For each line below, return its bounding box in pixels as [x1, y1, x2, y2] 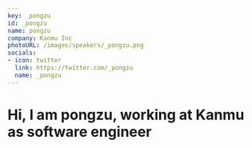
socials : [7, 49, 37, 57]
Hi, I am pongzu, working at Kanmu [7, 106, 245, 124]
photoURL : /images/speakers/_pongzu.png [7, 42, 145, 50]
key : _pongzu [7, 11, 51, 20]
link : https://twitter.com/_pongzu [14, 64, 134, 72]
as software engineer [7, 122, 152, 141]
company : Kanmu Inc [7, 34, 73, 42]
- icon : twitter [7, 57, 62, 65]
